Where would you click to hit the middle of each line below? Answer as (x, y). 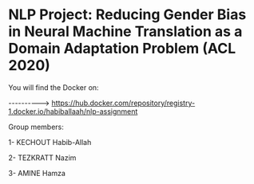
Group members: (36, 127)
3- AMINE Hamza (37, 173)
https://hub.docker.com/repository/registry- (123, 103)
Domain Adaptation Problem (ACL (122, 49)
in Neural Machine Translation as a (125, 31)
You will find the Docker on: (54, 87)
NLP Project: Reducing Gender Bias (127, 15)
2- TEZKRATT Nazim (42, 158)
